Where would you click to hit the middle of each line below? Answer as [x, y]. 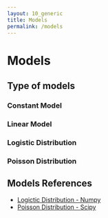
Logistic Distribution [42, 142]
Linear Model [30, 123]
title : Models [28, 20]
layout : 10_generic [35, 13]
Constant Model [34, 106]
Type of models [41, 86]
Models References [50, 184]
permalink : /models [35, 26]
